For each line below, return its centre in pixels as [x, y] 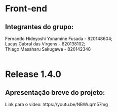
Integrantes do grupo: [39, 27]
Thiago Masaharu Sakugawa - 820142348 [48, 49]
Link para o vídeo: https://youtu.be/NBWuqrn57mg [57, 104]
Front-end [26, 9]
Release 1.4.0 [33, 74]
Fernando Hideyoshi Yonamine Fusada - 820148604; [59, 38]
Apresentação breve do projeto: [55, 93]
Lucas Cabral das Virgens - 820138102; [45, 44]
